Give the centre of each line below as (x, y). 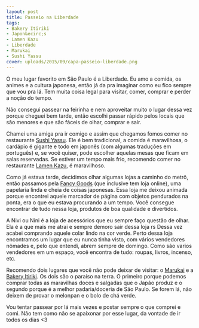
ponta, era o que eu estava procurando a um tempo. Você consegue (90, 202)
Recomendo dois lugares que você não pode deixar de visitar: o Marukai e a (100, 270)
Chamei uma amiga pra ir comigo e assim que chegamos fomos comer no (97, 134)
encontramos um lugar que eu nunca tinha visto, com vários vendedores (96, 239)
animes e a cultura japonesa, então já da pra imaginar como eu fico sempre (99, 85)
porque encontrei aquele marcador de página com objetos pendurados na (97, 196)
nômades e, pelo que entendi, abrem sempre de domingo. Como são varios (99, 246)
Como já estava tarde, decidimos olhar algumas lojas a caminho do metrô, (97, 177)
